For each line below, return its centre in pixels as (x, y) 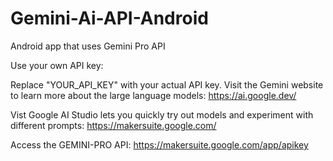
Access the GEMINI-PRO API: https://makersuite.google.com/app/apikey (159, 144)
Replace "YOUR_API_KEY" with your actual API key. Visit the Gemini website (167, 84)
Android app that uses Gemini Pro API (88, 46)
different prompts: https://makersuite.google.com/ (113, 125)
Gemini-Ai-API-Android (109, 18)
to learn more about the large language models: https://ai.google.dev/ (153, 95)
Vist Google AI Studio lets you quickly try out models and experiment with (162, 114)
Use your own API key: (57, 65)
